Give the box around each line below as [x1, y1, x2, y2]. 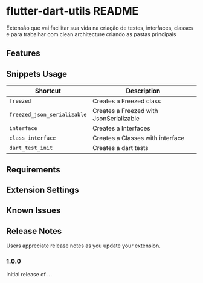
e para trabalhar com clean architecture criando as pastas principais [6, 30, 176, 37]
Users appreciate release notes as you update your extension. [6, 242, 161, 249]
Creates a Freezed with [92, 107, 158, 115]
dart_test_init [9, 145, 53, 152]
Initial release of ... [6, 271, 53, 278]
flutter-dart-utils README [6, 4, 139, 18]
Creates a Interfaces [92, 124, 150, 132]
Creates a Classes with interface [92, 134, 185, 143]
